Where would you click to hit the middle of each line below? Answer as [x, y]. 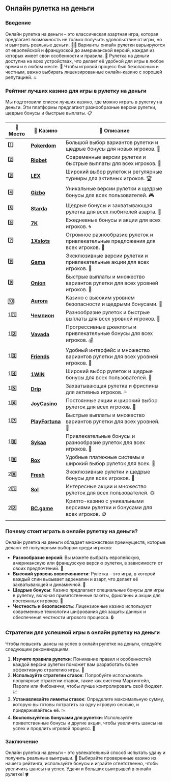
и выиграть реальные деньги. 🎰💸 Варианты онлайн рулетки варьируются [85, 45]
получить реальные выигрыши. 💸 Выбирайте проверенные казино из [81, 758]
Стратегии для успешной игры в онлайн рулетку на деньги [83, 632]
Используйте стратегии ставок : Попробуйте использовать [78, 675]
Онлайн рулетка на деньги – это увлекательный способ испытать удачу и [85, 752]
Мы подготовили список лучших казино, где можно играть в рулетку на [84, 102]
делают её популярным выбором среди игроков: [59, 548]
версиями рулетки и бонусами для [109, 507]
